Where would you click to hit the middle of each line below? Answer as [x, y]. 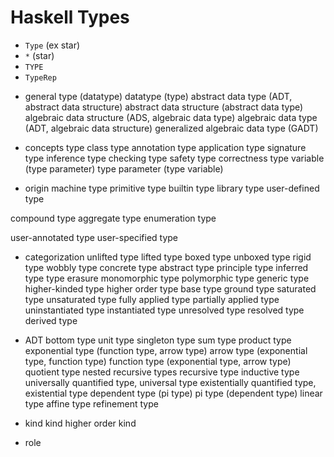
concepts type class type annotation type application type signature [165, 147]
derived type [51, 320]
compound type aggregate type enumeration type [113, 218]
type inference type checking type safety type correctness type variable [174, 158]
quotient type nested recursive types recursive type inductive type [162, 372]
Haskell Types [70, 17]
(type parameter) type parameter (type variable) [124, 168]
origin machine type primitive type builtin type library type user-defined [172, 188]
